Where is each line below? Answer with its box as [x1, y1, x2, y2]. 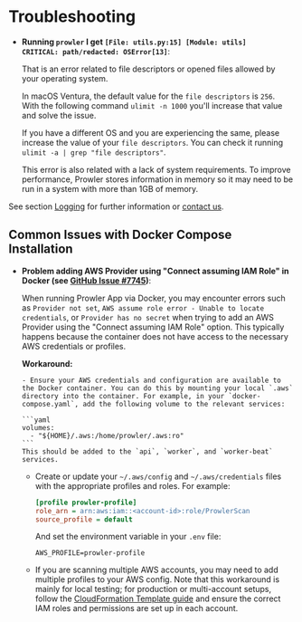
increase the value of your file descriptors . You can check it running [21, 137, 284, 148]
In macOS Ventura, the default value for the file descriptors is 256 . [21, 91, 276, 101]
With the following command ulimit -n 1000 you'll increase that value [21, 100, 283, 110]
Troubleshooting [8, 6, 137, 27]
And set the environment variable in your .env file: [34, 531, 222, 542]
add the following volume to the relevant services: [82, 399, 286, 408]
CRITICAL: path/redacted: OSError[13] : [21, 45, 171, 56]
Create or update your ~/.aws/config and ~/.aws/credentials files [34, 471, 282, 482]
